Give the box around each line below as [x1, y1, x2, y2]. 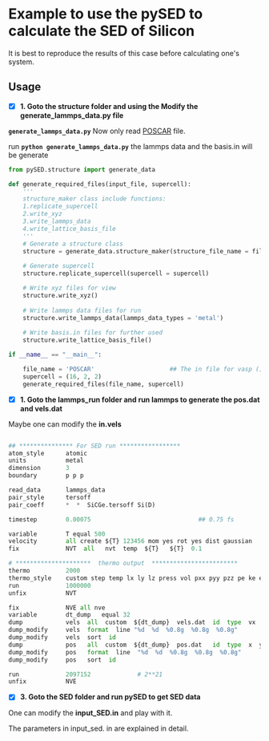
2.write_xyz [22, 210, 62, 218]
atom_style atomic [8, 449, 88, 457]
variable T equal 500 [8, 530, 106, 538]
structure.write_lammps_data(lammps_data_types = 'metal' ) [22, 314, 224, 322]
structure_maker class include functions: [22, 195, 167, 203]
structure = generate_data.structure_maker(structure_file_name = [22, 247, 249, 255]
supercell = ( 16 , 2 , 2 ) [22, 372, 102, 381]
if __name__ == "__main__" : [8, 350, 102, 359]
